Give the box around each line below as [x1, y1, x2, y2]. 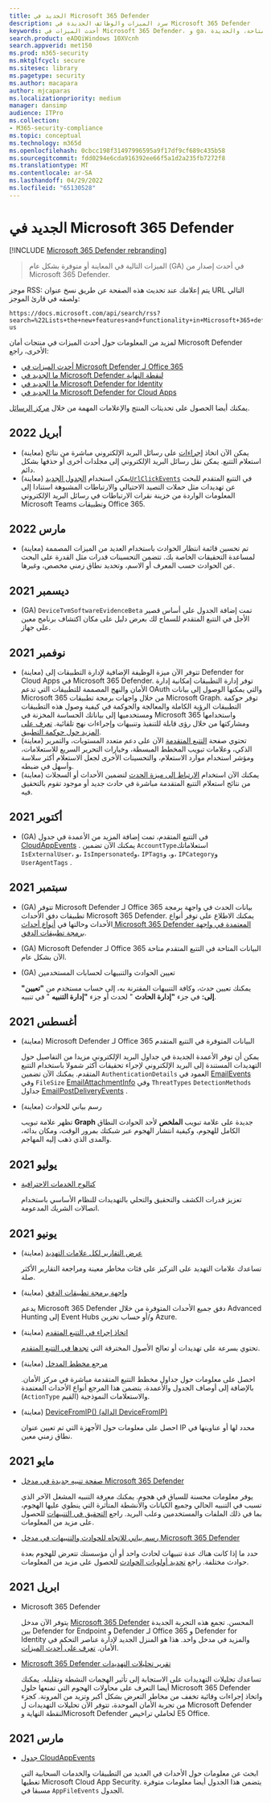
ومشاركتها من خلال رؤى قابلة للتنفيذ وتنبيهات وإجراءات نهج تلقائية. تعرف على [20, 718, 250, 728]
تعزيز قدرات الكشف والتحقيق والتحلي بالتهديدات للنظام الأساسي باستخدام [20, 1195, 242, 1205]
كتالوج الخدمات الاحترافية [20, 1179, 96, 1189]
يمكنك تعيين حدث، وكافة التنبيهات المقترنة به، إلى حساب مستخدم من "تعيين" [20, 983, 252, 993]
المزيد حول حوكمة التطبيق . [20, 726, 102, 737]
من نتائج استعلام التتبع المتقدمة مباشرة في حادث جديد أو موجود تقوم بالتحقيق [20, 778, 252, 788]
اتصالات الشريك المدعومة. [20, 1203, 100, 1213]
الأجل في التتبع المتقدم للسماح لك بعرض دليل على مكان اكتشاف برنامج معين [20, 614, 250, 624]
